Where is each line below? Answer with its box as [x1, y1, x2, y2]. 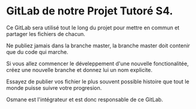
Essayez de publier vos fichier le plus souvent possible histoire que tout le [6, 78, 189, 85]
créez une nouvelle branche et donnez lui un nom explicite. [6, 66, 153, 73]
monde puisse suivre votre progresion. [6, 84, 102, 91]
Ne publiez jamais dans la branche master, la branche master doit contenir [6, 42, 191, 49]
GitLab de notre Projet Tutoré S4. [6, 4, 173, 18]
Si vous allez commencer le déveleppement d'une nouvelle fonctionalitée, [6, 60, 189, 67]
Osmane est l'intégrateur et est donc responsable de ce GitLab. [6, 96, 164, 103]
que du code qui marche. [6, 48, 69, 55]
